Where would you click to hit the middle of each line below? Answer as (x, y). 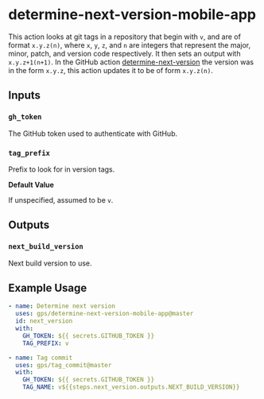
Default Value (31, 184)
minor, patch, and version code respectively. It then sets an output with (124, 53)
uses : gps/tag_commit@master (64, 365)
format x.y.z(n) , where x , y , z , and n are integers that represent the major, (130, 45)
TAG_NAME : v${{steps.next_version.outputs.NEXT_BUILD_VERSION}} (131, 387)
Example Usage (48, 288)
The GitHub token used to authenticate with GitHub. (93, 134)
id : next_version (44, 321)
